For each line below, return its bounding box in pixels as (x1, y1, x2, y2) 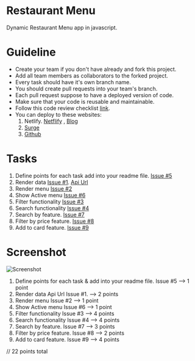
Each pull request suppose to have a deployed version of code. (15, 91, 174, 98)
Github (24, 130, 41, 137)
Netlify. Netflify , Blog (24, 117, 78, 125)
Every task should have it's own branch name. (15, 78, 131, 86)
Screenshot (6, 246, 66, 259)
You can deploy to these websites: (15, 111, 102, 118)
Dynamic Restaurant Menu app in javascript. (6, 24, 118, 31)
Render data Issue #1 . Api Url (15, 178, 88, 186)
